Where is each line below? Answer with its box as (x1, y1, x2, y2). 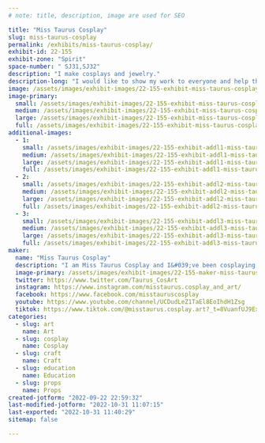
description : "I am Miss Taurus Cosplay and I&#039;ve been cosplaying (15, 261, 256, 269)
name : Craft (22, 357, 62, 365)
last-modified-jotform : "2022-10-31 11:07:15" (8, 401, 164, 409)
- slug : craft (15, 350, 62, 358)
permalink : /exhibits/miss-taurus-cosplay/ (8, 40, 154, 48)
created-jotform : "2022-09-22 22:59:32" (8, 393, 144, 402)
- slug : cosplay (15, 335, 69, 343)
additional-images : (8, 129, 73, 137)
